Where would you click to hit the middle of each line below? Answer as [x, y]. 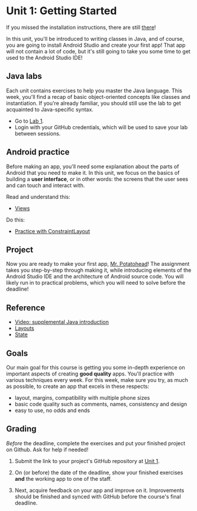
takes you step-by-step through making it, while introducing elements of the [99, 270]
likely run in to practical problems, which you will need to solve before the [96, 283]
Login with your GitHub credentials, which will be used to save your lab [101, 127]
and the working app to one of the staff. [63, 478]
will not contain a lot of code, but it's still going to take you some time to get [98, 51]
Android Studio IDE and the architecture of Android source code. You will [95, 277]
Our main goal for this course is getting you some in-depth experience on [96, 367]
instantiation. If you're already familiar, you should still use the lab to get [94, 103]
